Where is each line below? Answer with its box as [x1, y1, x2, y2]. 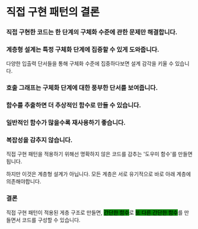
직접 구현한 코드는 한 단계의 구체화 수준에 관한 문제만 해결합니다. [6, 28, 178, 36]
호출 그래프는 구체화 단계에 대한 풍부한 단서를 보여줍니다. [6, 84, 158, 92]
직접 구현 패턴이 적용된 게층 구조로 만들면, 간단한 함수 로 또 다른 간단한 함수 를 [6, 209, 183, 216]
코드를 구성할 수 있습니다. [21, 216, 81, 223]
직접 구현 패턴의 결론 [6, 5, 100, 19]
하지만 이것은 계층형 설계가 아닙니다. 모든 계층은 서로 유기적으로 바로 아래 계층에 [6, 170, 191, 178]
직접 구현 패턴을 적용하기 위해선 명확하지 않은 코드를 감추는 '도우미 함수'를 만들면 [6, 151, 193, 158]
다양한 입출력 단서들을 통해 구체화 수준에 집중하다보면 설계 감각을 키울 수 [6, 60, 174, 67]
